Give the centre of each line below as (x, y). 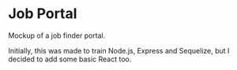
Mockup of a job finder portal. (57, 35)
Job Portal (43, 14)
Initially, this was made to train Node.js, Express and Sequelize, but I (119, 50)
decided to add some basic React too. (70, 59)
